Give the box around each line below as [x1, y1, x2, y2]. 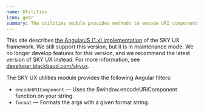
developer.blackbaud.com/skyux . [6, 62, 90, 70]
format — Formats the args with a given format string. [15, 99, 150, 106]
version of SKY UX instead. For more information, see [6, 56, 140, 64]
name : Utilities [6, 8, 47, 15]
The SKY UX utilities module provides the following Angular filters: [6, 74, 172, 82]
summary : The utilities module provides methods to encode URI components [6, 20, 200, 26]
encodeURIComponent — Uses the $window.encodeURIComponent [15, 86, 177, 93]
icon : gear [6, 15, 34, 21]
